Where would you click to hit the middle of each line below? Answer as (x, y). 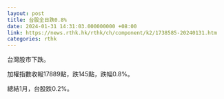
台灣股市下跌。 (28, 60)
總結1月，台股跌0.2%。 (40, 89)
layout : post (26, 13)
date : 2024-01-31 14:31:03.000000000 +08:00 (72, 26)
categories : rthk (32, 39)
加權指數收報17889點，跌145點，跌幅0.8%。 (71, 74)
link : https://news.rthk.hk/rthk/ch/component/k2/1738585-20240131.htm (112, 33)
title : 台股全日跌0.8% (37, 20)
